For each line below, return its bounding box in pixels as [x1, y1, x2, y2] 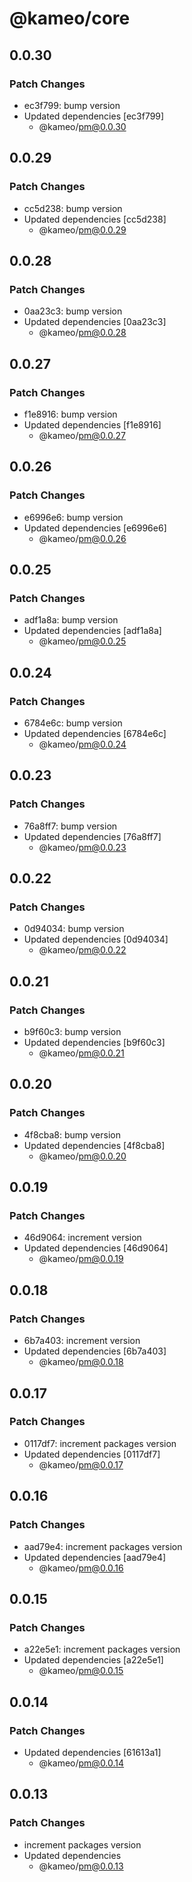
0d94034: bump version [23, 923, 125, 935]
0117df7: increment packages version [23, 1437, 177, 1449]
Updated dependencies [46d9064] [23, 1242, 169, 1254]
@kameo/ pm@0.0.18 [38, 1356, 124, 1368]
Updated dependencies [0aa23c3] [23, 316, 167, 328]
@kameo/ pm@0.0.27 [38, 429, 127, 441]
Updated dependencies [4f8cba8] [23, 1139, 166, 1151]
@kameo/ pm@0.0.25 [38, 635, 127, 647]
